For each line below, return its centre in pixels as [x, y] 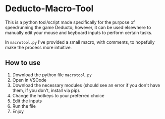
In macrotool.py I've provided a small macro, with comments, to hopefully [80, 42]
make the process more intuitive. [38, 47]
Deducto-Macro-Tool [49, 9]
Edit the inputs [27, 101]
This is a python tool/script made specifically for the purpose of [70, 22]
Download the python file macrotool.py [52, 75]
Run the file [24, 106]
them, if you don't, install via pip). [46, 90]
